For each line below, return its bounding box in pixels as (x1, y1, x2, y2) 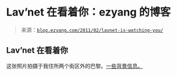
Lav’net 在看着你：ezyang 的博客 (6, 5, 171, 19)
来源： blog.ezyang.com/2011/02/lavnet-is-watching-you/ (20, 26, 164, 33)
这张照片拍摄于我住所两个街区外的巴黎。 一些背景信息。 (6, 62, 143, 69)
